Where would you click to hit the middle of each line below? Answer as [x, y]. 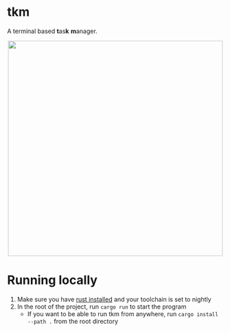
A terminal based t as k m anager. [52, 31]
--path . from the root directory [73, 321]
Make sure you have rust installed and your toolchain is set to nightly [114, 299]
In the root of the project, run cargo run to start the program [102, 307]
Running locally [53, 280]
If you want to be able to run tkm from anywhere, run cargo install [123, 313]
